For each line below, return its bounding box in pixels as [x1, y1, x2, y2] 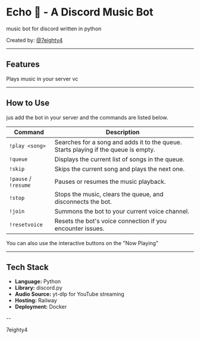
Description [105, 128, 140, 136]
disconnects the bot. [54, 197, 112, 206]
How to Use [6, 98, 50, 108]
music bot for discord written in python [6, 25, 102, 32]
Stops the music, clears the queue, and [54, 190, 164, 198]
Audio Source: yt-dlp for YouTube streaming [14, 291, 125, 298]
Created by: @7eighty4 [6, 36, 63, 43]
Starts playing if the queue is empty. [54, 145, 156, 153]
